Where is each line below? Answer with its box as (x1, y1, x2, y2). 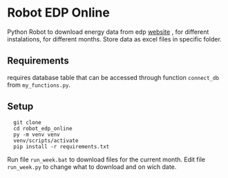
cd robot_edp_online (13, 125, 73, 132)
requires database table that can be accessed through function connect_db (7, 73, 220, 81)
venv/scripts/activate (13, 137, 79, 144)
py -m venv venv (13, 131, 60, 138)
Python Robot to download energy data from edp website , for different (7, 28, 209, 36)
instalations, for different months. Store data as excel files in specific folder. (7, 34, 222, 43)
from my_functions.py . (7, 81, 71, 89)
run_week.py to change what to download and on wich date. (7, 162, 177, 170)
